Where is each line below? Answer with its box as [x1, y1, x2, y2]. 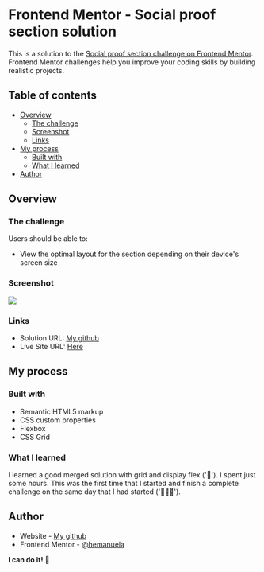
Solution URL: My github [19, 333, 99, 343]
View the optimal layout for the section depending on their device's [19, 249, 239, 259]
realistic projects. [8, 65, 65, 75]
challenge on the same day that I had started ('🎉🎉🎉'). [8, 487, 181, 496]
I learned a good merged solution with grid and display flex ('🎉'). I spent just [8, 470, 256, 480]
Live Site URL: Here [19, 342, 83, 352]
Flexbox [19, 423, 46, 433]
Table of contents [8, 89, 97, 103]
